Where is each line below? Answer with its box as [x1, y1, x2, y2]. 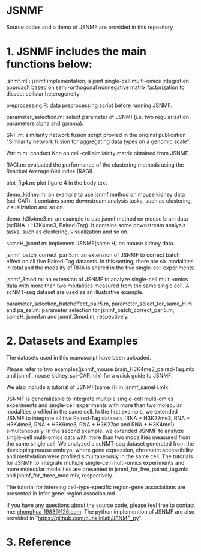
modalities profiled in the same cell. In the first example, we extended [6, 408, 178, 415]
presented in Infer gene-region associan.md [6, 489, 115, 497]
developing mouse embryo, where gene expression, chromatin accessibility [6, 446, 193, 453]
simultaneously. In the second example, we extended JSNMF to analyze [6, 427, 184, 434]
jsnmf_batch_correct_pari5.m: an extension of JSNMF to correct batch [6, 251, 180, 259]
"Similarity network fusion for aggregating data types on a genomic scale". [6, 138, 191, 145]
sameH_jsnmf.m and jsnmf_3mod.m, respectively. [6, 313, 129, 320]
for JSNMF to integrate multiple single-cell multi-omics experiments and [6, 459, 185, 466]
